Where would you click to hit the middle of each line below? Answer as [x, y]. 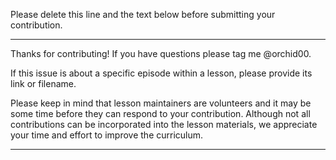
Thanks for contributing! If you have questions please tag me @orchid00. [161, 53]
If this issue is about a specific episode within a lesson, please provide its [161, 73]
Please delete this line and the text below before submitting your [143, 14]
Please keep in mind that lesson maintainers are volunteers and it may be [161, 103]
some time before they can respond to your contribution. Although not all [160, 113]
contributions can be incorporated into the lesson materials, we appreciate [164, 124]
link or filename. [43, 83]
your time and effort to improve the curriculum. [107, 135]
